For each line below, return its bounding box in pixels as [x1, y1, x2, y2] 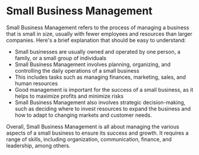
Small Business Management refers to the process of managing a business [6, 24, 189, 31]
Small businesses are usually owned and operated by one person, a [14, 48, 181, 55]
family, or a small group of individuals [14, 54, 107, 61]
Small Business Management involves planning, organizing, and [14, 61, 171, 68]
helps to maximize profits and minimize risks [14, 92, 124, 100]
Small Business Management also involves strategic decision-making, [14, 98, 186, 106]
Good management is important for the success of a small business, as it [14, 86, 194, 93]
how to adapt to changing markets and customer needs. [14, 111, 153, 119]
